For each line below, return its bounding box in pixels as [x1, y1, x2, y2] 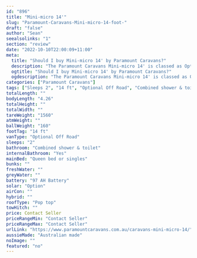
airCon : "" [6, 188, 33, 194]
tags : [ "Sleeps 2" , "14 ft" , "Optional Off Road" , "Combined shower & [6, 85, 182, 91]
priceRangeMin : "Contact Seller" [6, 216, 88, 222]
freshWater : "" [6, 167, 43, 173]
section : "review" [6, 42, 51, 47]
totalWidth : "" [6, 107, 43, 113]
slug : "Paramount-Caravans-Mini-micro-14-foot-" [6, 19, 127, 25]
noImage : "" [6, 237, 35, 243]
